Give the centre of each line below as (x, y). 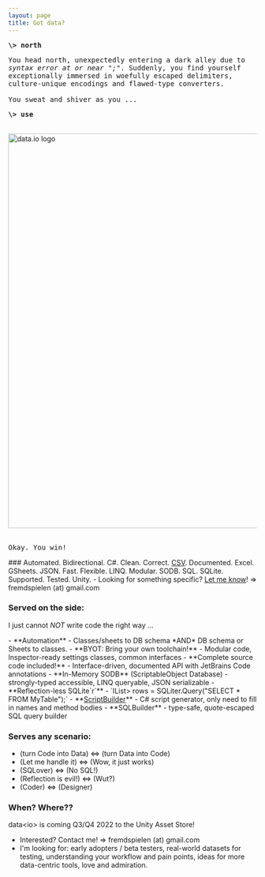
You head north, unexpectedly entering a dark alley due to (127, 60)
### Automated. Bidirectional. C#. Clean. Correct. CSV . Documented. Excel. (131, 562)
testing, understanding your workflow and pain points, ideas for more (132, 856)
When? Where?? (41, 808)
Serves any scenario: (50, 736)
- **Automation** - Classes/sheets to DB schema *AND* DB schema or (126, 640)
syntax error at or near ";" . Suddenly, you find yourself (125, 67)
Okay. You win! (37, 547)
